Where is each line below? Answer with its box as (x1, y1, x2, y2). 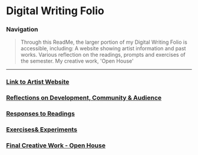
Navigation (6, 25, 38, 34)
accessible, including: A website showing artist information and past (20, 45, 186, 52)
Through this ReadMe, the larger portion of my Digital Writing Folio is (20, 38, 187, 46)
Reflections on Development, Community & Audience (6, 93, 162, 102)
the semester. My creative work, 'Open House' (20, 57, 134, 64)
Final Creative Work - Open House (6, 141, 106, 150)
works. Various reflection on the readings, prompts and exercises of (20, 51, 186, 59)
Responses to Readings (6, 109, 75, 118)
